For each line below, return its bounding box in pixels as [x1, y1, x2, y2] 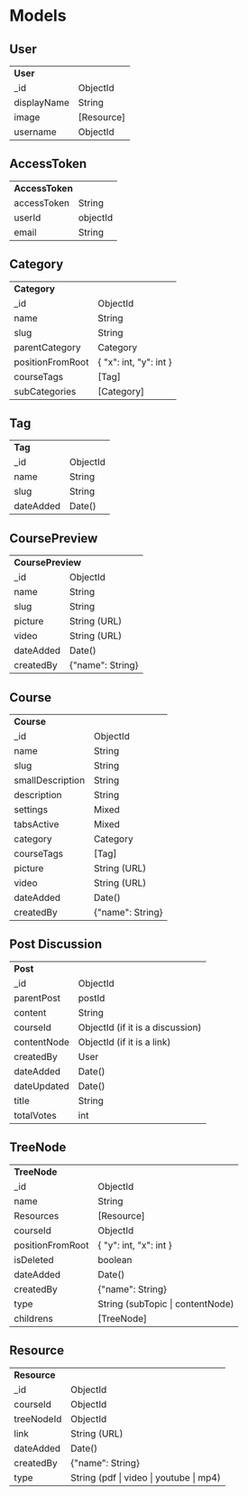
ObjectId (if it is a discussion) [78, 1021, 202, 1034]
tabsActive [14, 818, 60, 831]
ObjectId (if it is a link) [78, 1036, 171, 1048]
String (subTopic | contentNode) [97, 1297, 234, 1310]
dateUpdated [14, 1080, 69, 1092]
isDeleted [14, 1253, 54, 1266]
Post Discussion [9, 936, 102, 952]
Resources [14, 1209, 60, 1222]
